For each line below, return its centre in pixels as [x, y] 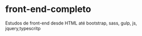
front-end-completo [48, 9]
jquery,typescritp [23, 28]
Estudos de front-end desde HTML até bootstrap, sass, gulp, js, [71, 23]
